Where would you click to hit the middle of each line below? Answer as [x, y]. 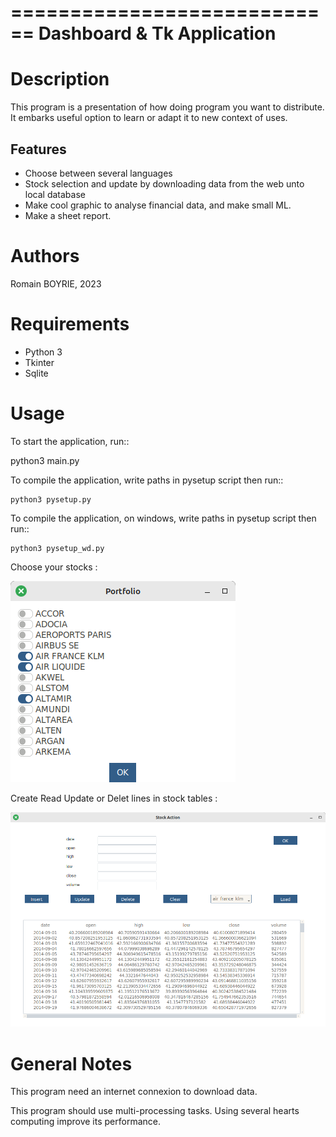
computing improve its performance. [85, 1122]
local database [55, 194]
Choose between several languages [98, 173]
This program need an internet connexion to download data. [134, 1092]
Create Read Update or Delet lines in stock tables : [114, 798]
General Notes [71, 1063]
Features [38, 149]
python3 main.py [45, 460]
